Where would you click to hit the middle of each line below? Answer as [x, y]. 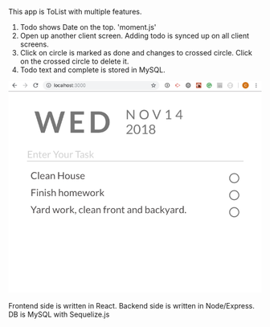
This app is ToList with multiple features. [75, 12]
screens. [35, 44]
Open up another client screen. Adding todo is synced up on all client [135, 36]
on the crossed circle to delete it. [74, 61]
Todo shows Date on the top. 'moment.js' [88, 27]
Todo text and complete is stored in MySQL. [93, 70]
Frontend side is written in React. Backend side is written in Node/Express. [131, 306]
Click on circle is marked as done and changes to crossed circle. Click [136, 53]
